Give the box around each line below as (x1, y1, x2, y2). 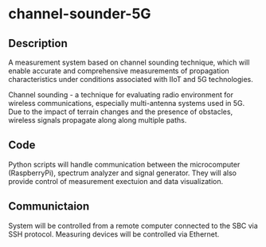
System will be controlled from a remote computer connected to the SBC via (8, 221, 259, 230)
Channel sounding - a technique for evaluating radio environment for (8, 90, 233, 100)
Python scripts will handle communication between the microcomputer (8, 159, 241, 169)
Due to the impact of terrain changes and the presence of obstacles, (8, 107, 233, 116)
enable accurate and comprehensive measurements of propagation (8, 66, 229, 76)
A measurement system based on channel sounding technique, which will (8, 57, 250, 67)
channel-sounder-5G (8, 5, 151, 23)
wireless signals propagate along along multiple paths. (8, 116, 187, 124)
